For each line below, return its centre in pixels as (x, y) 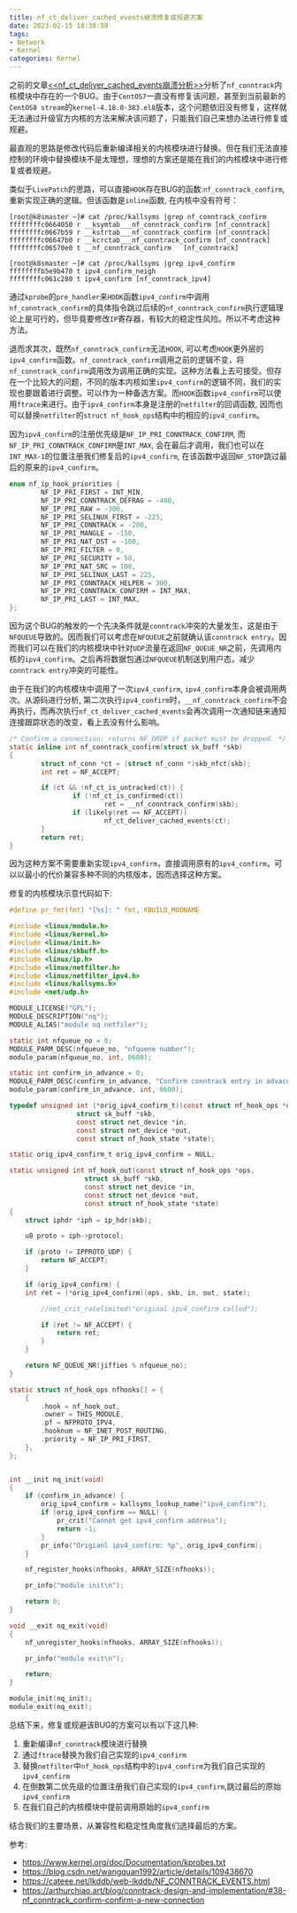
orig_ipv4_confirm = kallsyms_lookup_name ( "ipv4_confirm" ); (154, 1504)
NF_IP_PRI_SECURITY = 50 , (89, 558)
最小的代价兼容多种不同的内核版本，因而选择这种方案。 (125, 875)
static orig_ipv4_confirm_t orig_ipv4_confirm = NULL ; (112, 1155)
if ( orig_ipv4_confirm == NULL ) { (104, 1512)
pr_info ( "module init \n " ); (75, 1586)
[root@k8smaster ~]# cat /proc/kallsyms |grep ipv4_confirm (122, 263)
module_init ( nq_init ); (51, 1698)
